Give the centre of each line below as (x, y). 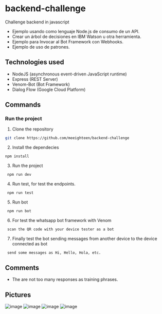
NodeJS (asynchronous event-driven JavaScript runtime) (70, 74)
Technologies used (35, 62)
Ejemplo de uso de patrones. (41, 47)
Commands (23, 105)
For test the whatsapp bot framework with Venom (62, 220)
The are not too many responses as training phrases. (65, 279)
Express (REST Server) (35, 79)
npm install (17, 156)
